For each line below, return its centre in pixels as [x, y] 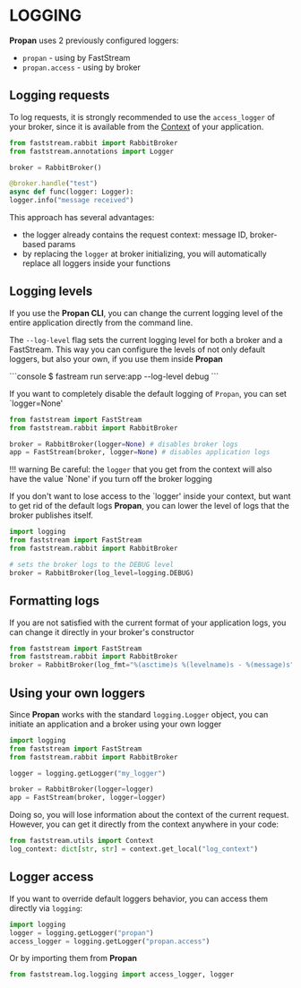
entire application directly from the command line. [101, 322]
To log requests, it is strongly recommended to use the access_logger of [142, 116]
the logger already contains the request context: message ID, [135, 235]
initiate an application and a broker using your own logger [116, 724]
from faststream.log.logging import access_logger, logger [122, 975]
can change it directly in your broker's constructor [102, 631]
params [62, 244]
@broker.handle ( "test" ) [54, 184]
